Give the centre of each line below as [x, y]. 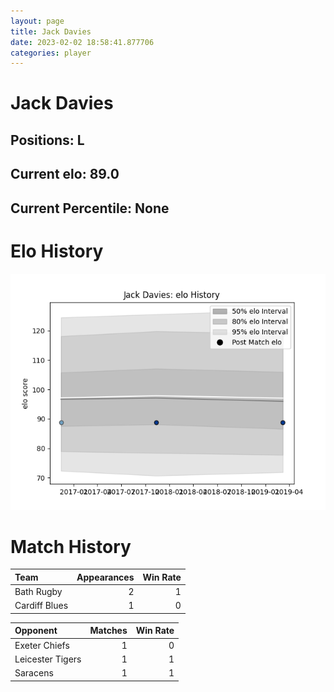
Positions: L [47, 140]
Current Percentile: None [90, 208]
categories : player [51, 53]
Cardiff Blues [41, 606]
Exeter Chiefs [42, 645]
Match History [71, 546]
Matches [108, 631]
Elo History [57, 251]
